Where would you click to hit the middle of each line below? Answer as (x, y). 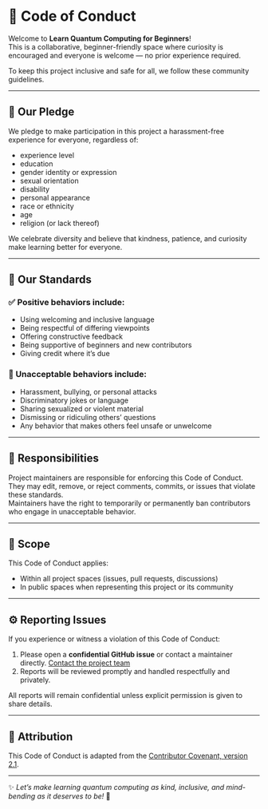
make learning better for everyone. (65, 247)
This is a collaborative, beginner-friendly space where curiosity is (116, 46)
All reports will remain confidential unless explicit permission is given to (126, 696)
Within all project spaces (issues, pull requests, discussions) (119, 579)
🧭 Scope (29, 543)
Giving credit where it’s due (65, 354)
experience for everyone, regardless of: (73, 140)
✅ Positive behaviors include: (67, 303)
